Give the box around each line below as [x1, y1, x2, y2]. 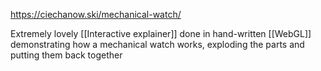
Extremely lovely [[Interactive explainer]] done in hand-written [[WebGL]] [10, 28, 312, 39]
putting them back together [10, 49, 123, 61]
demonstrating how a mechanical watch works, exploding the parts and [10, 39, 305, 50]
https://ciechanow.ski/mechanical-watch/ [10, 9, 182, 20]
